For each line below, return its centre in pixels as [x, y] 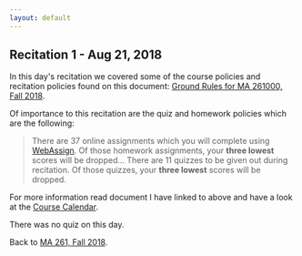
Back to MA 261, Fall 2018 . [59, 242]
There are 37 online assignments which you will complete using [151, 141]
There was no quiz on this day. [67, 225]
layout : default [40, 18]
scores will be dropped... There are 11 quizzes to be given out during [160, 160]
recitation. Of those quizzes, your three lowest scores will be [146, 170]
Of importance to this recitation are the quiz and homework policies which [148, 114]
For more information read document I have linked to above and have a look [151, 198]
